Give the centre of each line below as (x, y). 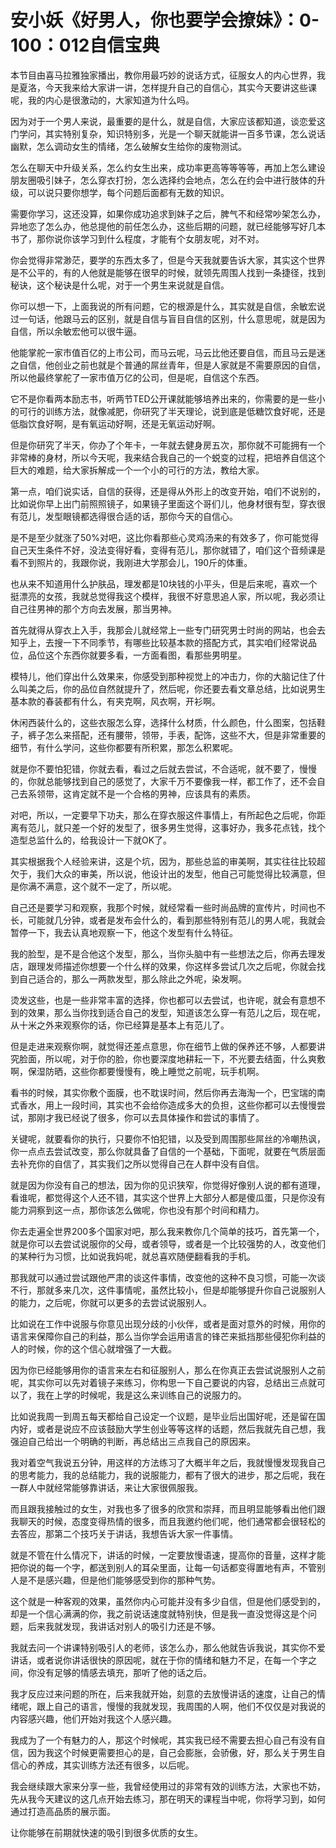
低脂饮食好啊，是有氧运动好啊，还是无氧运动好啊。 (115, 423)
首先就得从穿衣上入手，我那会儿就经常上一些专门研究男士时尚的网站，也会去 (168, 630)
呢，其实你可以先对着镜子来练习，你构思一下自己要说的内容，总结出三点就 (163, 1382)
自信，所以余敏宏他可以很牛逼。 (76, 331)
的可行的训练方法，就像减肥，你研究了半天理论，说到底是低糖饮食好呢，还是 (168, 411)
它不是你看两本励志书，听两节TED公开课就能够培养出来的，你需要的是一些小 (168, 398)
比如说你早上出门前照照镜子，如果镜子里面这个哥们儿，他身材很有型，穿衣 (163, 503)
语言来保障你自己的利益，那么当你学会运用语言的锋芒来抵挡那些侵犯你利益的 (168, 1336)
